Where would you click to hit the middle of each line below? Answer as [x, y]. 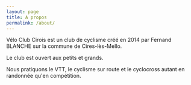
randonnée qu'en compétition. [44, 76]
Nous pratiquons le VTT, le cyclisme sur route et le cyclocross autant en [95, 69]
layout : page [23, 12]
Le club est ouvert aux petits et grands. [55, 58]
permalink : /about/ [31, 23]
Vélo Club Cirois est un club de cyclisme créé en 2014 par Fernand [89, 40]
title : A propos [27, 17]
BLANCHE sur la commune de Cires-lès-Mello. [64, 46]
